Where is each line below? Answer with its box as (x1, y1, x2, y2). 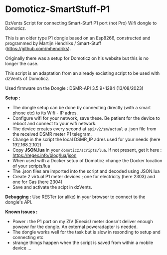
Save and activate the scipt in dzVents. (12, 184, 92, 190)
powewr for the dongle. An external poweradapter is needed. (12, 224, 138, 230)
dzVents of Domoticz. (5, 75, 50, 81)
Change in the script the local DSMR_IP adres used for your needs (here (12, 136, 161, 142)
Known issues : (5, 209, 38, 215)
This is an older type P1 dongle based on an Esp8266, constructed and (5, 35, 151, 41)
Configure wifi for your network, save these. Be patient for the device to (12, 115, 161, 121)
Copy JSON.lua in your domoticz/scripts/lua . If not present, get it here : (12, 147, 162, 153)
